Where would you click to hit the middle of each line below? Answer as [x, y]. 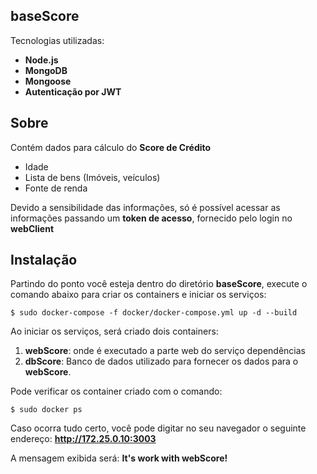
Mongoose [48, 81]
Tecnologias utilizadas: [57, 40]
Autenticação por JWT [73, 91]
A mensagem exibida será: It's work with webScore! [119, 458]
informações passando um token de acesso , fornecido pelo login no [151, 218]
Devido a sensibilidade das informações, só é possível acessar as [145, 207]
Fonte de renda [56, 188]
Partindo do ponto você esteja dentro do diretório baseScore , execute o [159, 284]
